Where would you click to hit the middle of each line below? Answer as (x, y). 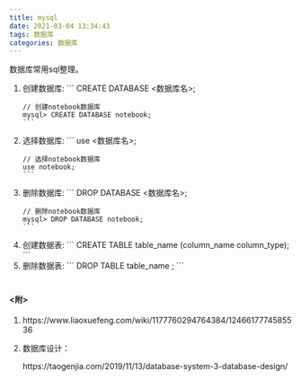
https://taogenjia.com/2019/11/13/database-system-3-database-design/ (155, 366)
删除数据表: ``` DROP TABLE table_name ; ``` (103, 266)
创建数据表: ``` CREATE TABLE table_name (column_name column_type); (156, 245)
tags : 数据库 (31, 34)
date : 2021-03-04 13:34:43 (60, 26)
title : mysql (34, 18)
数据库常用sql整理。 (46, 69)
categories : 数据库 (44, 43)
